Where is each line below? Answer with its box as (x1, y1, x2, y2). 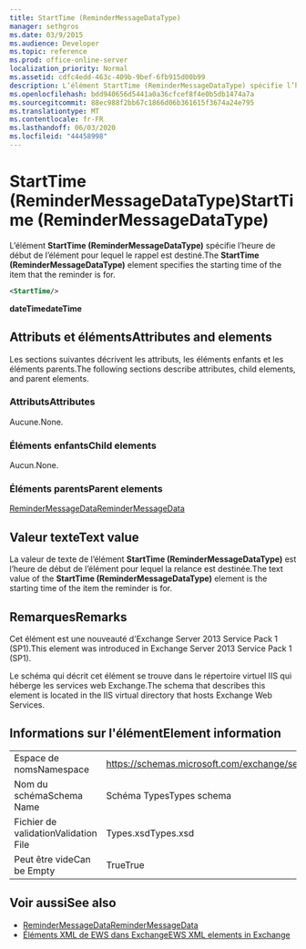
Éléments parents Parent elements (9, 483, 163, 495)
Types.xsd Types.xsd (106, 826, 195, 839)
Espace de (14, 751, 59, 764)
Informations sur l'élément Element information (9, 726, 282, 741)
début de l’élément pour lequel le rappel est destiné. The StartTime (9, 250, 260, 260)
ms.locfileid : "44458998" (9, 132, 107, 141)
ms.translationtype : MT (9, 107, 100, 116)
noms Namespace (14, 762, 89, 775)
